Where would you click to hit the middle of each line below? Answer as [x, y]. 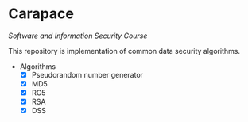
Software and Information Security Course [78, 36]
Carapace [41, 14]
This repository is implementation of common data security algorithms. [124, 51]
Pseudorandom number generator [87, 74]
